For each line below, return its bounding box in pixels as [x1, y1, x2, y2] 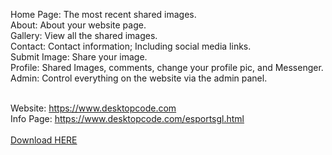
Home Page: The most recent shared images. [10, 9, 197, 20]
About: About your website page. [10, 19, 147, 31]
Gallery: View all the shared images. [10, 30, 158, 41]
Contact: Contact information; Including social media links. [10, 40, 252, 52]
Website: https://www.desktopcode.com [10, 102, 177, 114]
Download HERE [10, 134, 78, 146]
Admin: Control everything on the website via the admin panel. [10, 72, 268, 84]
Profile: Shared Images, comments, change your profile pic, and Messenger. [10, 62, 324, 73]
